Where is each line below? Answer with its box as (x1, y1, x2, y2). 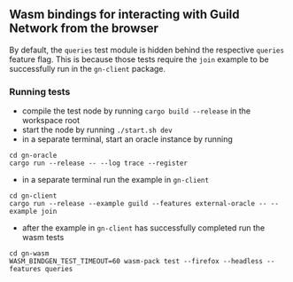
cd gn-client (9, 192, 58, 200)
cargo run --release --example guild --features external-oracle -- (9, 200, 267, 208)
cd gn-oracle (9, 151, 58, 161)
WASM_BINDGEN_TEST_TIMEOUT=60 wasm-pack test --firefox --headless (9, 257, 264, 266)
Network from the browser (9, 21, 159, 36)
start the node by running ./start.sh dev (21, 124, 173, 136)
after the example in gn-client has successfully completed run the (21, 223, 266, 233)
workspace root (21, 115, 81, 126)
